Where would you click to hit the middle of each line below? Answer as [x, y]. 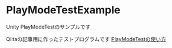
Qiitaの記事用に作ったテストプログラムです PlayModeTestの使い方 [86, 39]
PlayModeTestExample [63, 10]
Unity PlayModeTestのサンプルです [49, 27]
